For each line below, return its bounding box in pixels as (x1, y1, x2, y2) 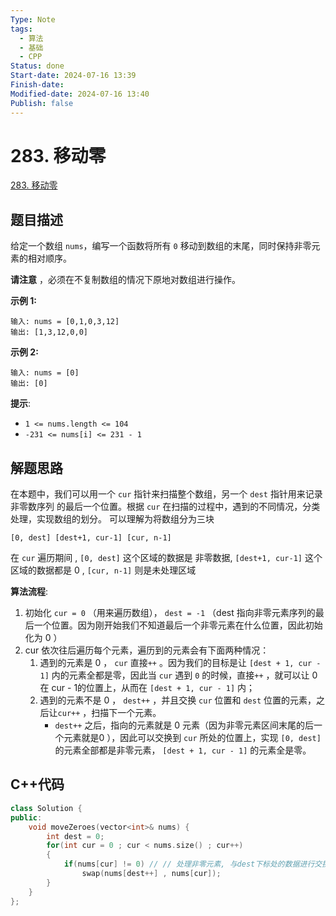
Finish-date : (10, 80, 65, 90)
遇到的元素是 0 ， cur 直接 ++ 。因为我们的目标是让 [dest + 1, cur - (39, 657, 322, 669)
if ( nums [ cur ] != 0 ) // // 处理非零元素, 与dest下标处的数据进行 (63, 859, 315, 870)
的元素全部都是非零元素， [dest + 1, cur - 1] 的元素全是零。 (54, 744, 312, 756)
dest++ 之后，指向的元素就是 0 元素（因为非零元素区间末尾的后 (54, 719, 314, 731)
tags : (10, 24, 33, 34)
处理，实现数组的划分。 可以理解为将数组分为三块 (10, 513, 215, 525)
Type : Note (10, 14, 56, 25)
